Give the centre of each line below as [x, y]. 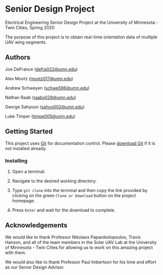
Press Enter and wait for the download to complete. [64, 210]
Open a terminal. [29, 172]
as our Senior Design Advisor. [35, 267]
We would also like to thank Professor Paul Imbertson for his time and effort [81, 262]
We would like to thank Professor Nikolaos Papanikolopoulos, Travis [73, 237]
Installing [16, 161]
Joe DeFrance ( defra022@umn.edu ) [41, 69]
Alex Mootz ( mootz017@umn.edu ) [39, 78]
